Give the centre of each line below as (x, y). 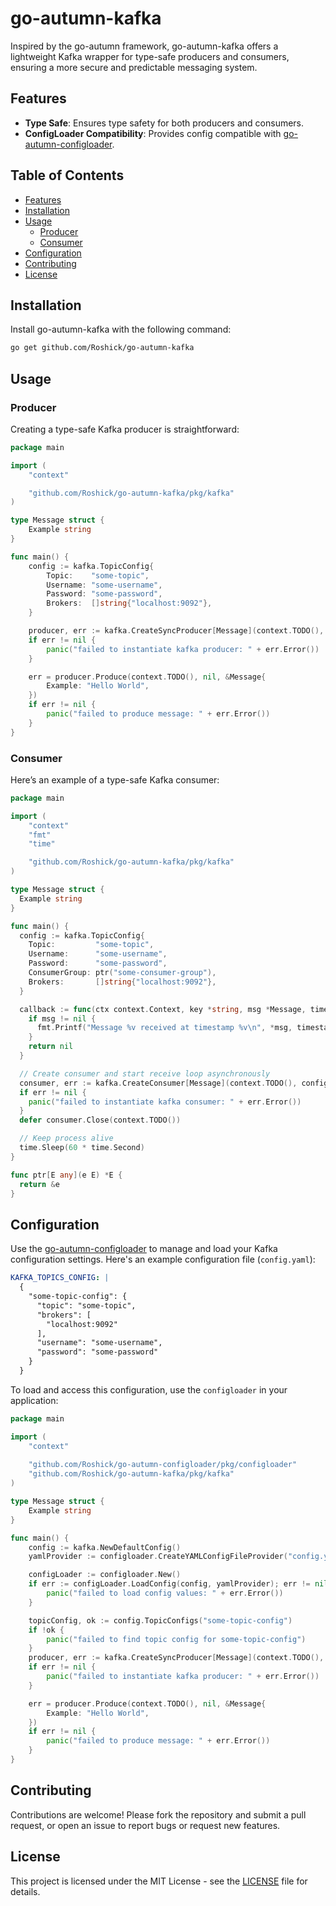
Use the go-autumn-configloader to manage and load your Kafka (144, 1249)
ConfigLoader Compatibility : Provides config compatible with (153, 133)
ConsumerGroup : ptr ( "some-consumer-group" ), (122, 973)
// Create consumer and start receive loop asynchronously (145, 1073)
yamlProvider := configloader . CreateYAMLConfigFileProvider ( (158, 1557)
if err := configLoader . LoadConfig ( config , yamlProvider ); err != (169, 1584)
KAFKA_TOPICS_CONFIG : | (60, 1278)
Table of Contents (67, 175)
